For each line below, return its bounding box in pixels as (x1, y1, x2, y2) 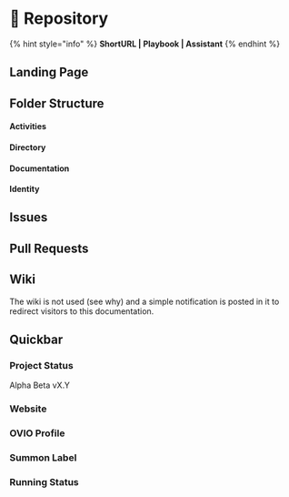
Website (9, 402, 47, 415)
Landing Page (9, 65, 89, 80)
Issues (9, 209, 48, 226)
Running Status (9, 476, 79, 489)
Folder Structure (9, 96, 105, 111)
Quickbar (9, 332, 64, 348)
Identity (9, 184, 40, 195)
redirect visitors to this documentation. (9, 305, 154, 317)
